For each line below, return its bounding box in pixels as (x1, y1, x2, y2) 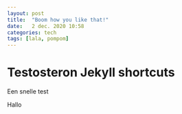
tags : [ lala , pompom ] (7, 35, 69, 42)
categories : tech (7, 29, 57, 36)
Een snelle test (7, 87, 49, 96)
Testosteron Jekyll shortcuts (7, 65, 175, 81)
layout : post (7, 10, 45, 17)
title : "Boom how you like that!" (7, 16, 109, 23)
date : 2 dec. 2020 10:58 (7, 23, 84, 29)
